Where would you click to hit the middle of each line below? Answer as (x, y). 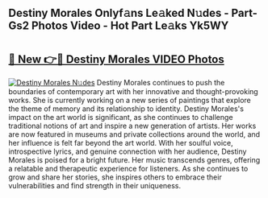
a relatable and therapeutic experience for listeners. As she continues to (128, 169)
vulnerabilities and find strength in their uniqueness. (95, 186)
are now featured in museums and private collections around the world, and (134, 134)
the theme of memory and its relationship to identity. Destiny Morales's (126, 109)
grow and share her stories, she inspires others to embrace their (115, 177)
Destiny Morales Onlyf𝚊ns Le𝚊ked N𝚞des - (119, 13)
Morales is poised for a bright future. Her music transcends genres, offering (134, 160)
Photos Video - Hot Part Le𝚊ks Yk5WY (130, 26)
